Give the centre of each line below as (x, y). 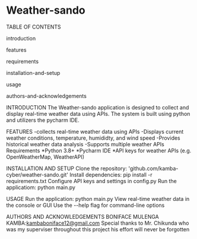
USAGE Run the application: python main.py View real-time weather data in (98, 199)
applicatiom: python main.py (41, 187)
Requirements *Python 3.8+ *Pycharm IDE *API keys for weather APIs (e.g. (99, 150)
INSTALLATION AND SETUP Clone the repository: (67, 168)
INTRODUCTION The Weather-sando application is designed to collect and (98, 107)
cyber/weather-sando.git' (37, 174)
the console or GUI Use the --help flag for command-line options (85, 205)
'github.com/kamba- (153, 168)
